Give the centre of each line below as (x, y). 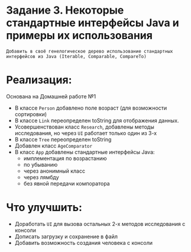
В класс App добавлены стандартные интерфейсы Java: (85, 152)
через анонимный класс (54, 171)
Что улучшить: (44, 208)
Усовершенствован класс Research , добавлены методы (85, 127)
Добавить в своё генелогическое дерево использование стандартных (90, 51)
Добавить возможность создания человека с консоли (83, 243)
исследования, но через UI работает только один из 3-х (86, 133)
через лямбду (41, 177)
